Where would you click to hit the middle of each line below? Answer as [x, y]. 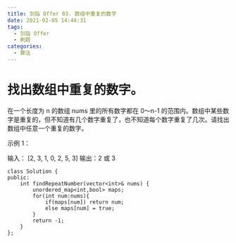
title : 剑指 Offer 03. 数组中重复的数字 [62, 14]
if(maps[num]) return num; [85, 202]
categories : [25, 46]
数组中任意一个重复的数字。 [48, 128]
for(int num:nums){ [61, 196]
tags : [15, 27]
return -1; [49, 221]
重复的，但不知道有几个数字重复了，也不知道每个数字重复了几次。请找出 [124, 119]
